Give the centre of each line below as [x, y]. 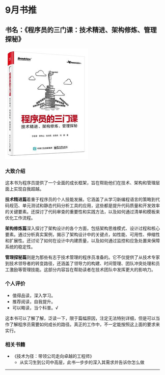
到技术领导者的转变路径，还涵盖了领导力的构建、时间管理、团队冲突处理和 [80, 264]
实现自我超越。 [29, 189]
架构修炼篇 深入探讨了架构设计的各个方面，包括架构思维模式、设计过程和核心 [82, 228]
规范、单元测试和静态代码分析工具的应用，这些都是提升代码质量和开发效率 [84, 205]
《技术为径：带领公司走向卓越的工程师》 [53, 356]
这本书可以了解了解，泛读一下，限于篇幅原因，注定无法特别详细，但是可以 [80, 318]
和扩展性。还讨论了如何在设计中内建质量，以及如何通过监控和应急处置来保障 [82, 241]
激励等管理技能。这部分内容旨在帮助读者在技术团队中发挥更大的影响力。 [82, 270]
